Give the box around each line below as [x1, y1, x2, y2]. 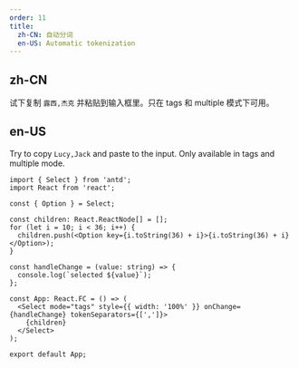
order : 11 [9, 13, 47, 23]
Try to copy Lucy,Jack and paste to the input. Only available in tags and [9, 148, 275, 159]
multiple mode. [9, 158, 65, 169]
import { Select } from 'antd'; [9, 175, 131, 184]
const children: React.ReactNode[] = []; [9, 215, 168, 224]
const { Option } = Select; [9, 199, 116, 208]
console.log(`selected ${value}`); [17, 270, 152, 279]
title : [9, 22, 34, 31]
